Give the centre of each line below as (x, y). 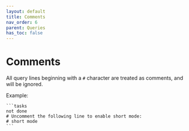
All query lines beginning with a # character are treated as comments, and (95, 78)
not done (17, 111)
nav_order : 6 (22, 22)
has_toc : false (24, 33)
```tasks (17, 106)
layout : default (26, 11)
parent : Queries (26, 28)
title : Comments (26, 17)
